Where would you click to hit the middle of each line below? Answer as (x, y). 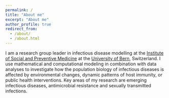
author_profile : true (28, 24)
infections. (16, 91)
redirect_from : (21, 29)
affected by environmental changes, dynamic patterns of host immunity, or (84, 75)
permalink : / (19, 10)
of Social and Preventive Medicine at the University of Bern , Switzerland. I (83, 58)
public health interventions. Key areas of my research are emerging (76, 80)
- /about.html (25, 39)
